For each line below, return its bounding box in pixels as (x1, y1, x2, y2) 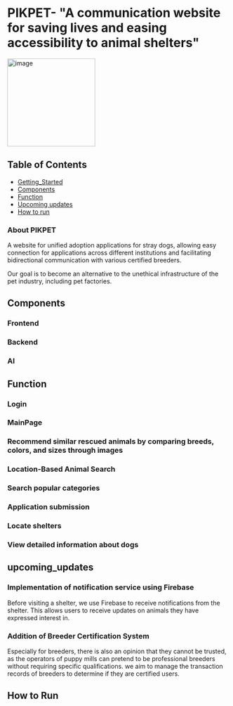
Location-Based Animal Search (7, 464, 116, 474)
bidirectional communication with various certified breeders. (7, 256, 182, 264)
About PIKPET (7, 225, 57, 235)
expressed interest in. (7, 613, 70, 622)
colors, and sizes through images (7, 445, 124, 455)
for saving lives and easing (7, 20, 167, 36)
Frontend (7, 319, 39, 328)
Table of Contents (7, 159, 88, 171)
